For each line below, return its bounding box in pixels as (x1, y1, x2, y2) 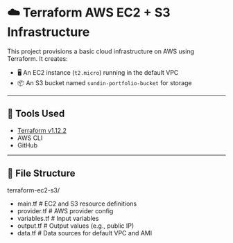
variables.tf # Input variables (17, 214, 99, 222)
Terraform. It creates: (7, 54, 68, 62)
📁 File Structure (7, 168, 76, 179)
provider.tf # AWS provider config (17, 206, 114, 215)
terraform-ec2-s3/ (7, 186, 60, 194)
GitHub (17, 141, 38, 149)
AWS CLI (17, 134, 43, 142)
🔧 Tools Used (7, 108, 65, 120)
